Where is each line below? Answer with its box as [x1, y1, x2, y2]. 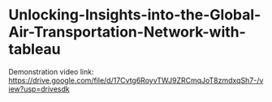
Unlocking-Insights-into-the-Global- [8, 6, 261, 24]
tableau [8, 40, 61, 58]
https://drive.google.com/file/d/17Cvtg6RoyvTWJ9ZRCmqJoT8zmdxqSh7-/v [8, 75, 264, 85]
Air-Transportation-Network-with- [8, 23, 246, 41]
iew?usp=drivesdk [8, 83, 71, 94]
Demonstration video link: [8, 66, 94, 76]
